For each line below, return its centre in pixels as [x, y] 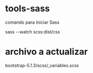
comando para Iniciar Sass [32, 22]
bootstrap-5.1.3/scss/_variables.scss [42, 65]
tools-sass [27, 9]
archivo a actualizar [46, 52]
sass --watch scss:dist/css [33, 32]
